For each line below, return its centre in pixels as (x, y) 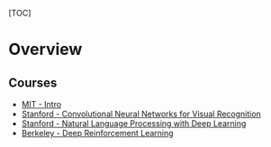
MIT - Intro (41, 104)
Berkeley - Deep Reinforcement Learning (97, 133)
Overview (45, 50)
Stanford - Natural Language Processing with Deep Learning (134, 124)
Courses (33, 83)
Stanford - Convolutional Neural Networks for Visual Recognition (141, 114)
